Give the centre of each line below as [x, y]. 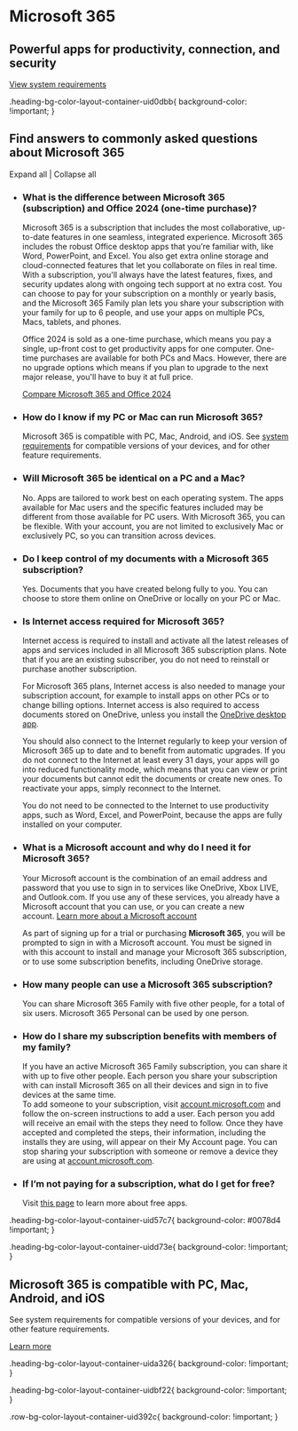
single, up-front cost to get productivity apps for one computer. [138, 349]
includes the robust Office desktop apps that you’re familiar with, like [148, 247]
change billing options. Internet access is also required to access [141, 705]
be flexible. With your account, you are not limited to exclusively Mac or [153, 526]
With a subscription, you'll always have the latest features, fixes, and [147, 275]
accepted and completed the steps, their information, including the [144, 1133]
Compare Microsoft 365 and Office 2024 [96, 394]
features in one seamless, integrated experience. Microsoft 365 [168, 237]
